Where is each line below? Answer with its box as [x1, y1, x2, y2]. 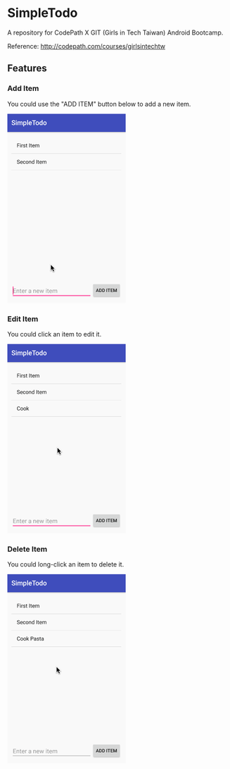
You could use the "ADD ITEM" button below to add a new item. [7, 99, 191, 108]
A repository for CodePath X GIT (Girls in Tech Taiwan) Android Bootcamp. [7, 28, 224, 37]
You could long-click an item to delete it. [7, 560, 124, 569]
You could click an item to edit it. [7, 329, 102, 338]
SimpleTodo [7, 5, 78, 21]
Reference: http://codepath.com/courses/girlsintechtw [7, 42, 165, 50]
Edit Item [7, 314, 39, 324]
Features [7, 62, 47, 75]
